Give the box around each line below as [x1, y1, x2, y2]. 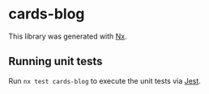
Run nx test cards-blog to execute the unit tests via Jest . [8, 76, 201, 85]
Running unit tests [8, 55, 103, 68]
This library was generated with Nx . [8, 31, 127, 41]
